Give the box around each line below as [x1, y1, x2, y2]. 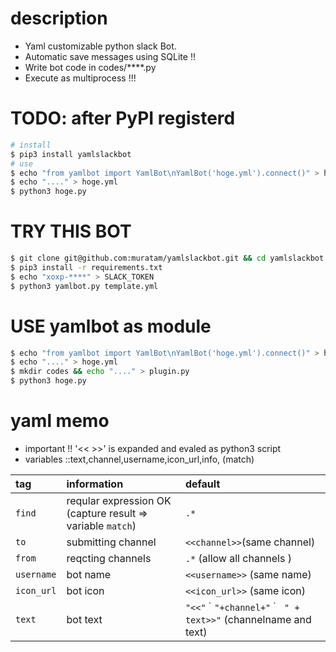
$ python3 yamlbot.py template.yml [10, 281, 159, 291]
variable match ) [66, 518, 137, 532]
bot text [66, 612, 103, 626]
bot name [66, 567, 112, 581]
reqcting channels [66, 551, 152, 565]
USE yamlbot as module [10, 315, 212, 337]
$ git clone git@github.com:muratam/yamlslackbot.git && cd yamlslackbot [10, 253, 325, 264]
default [184, 477, 221, 491]
